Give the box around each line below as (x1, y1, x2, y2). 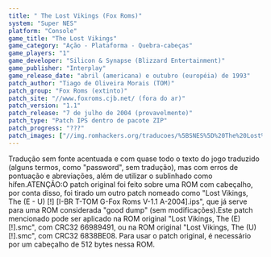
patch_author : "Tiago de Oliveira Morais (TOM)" (8, 79, 175, 87)
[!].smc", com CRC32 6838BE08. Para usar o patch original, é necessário (8, 230, 252, 240)
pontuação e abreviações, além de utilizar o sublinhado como (8, 171, 213, 180)
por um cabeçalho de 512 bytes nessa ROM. (8, 239, 156, 249)
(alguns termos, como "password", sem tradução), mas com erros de (8, 162, 239, 172)
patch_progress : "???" (8, 124, 85, 132)
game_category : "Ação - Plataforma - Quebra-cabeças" (8, 42, 194, 50)
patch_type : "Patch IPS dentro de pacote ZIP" (8, 117, 168, 125)
